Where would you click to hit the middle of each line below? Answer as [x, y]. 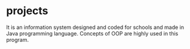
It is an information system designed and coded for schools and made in [95, 27]
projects [27, 11]
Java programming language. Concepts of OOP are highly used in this [92, 33]
